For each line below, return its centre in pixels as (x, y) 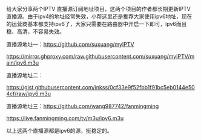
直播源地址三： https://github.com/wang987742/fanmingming (83, 106)
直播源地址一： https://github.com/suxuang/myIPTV (70, 44)
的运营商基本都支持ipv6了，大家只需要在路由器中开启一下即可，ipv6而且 (97, 24)
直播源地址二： (25, 75)
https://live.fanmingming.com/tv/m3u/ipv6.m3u (65, 118)
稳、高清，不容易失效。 (35, 31)
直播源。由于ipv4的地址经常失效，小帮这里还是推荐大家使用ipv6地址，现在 (99, 16)
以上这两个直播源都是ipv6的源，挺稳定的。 (60, 131)
